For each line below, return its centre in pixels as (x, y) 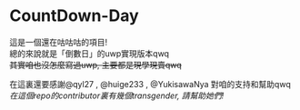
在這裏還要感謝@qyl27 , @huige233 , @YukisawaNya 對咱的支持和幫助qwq (150, 84)
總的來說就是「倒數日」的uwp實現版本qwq (90, 53)
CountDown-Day (74, 16)
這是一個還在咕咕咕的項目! (59, 42)
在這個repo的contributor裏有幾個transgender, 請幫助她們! (117, 95)
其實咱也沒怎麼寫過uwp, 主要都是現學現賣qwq (95, 65)
